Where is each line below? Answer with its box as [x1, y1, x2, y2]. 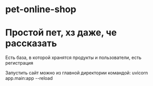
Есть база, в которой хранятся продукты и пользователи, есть [5, 54, 142, 61]
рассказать [5, 38, 57, 49]
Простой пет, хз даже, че [5, 27, 117, 39]
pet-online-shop [5, 4, 76, 15]
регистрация [5, 60, 34, 66]
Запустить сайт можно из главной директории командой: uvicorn [5, 70, 148, 76]
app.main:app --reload [5, 75, 53, 81]
